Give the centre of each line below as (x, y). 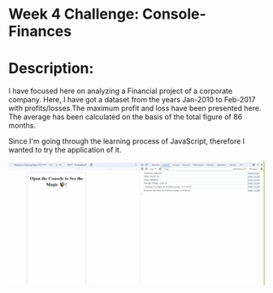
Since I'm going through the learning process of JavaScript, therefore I (127, 141)
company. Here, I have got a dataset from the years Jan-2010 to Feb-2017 (132, 100)
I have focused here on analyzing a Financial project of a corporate (121, 91)
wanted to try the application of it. (65, 150)
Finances (40, 31)
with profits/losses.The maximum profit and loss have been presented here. (135, 108)
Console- (174, 14)
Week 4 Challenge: (74, 14)
